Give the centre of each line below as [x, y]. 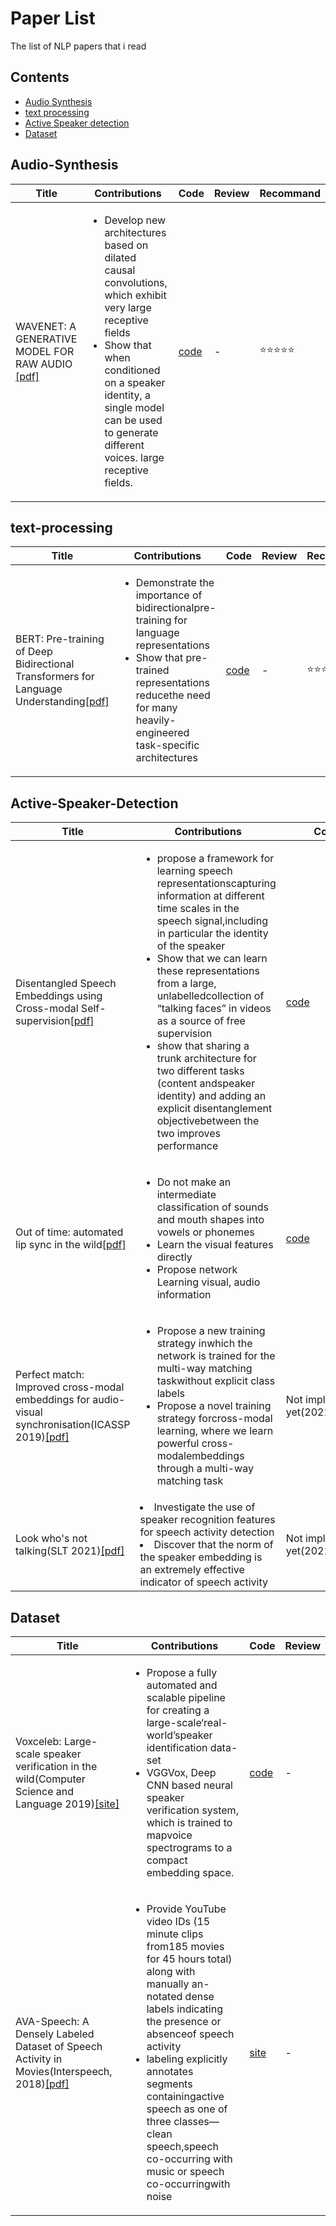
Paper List [53, 18]
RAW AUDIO [44, 364]
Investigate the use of [204, 1507]
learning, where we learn [215, 1431]
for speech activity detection [207, 1532]
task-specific [167, 745]
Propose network [197, 1270]
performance [187, 1146]
